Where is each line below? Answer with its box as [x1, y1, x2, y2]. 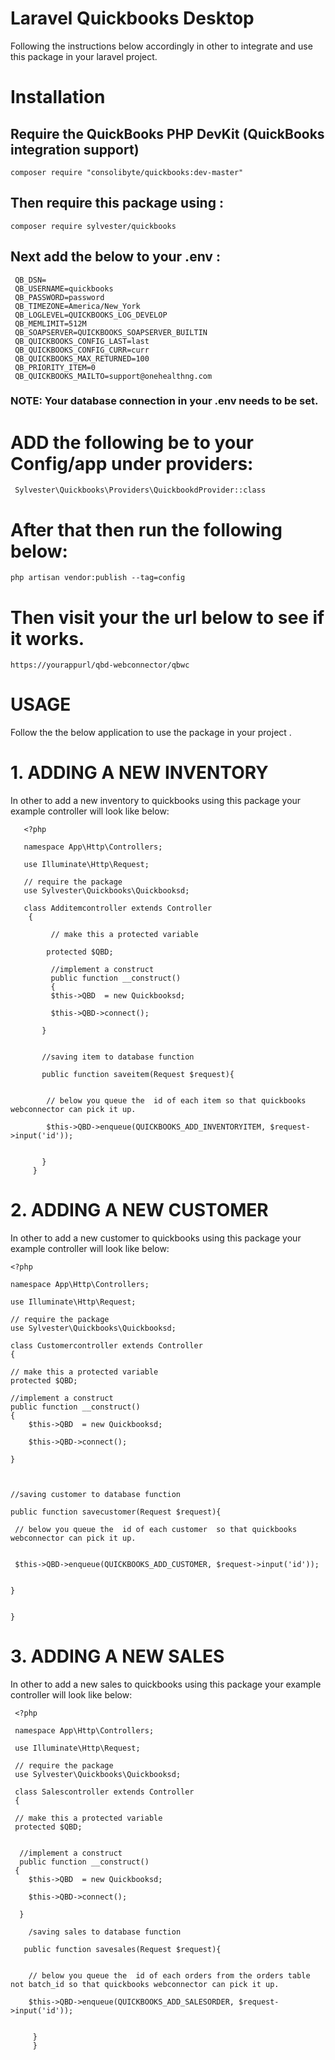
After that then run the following [10, 518, 283, 541]
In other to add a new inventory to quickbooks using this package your [10, 795, 302, 807]
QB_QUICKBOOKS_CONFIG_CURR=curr [14, 345, 150, 355]
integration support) [10, 141, 140, 158]
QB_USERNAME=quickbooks [14, 283, 114, 294]
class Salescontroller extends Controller [14, 1787, 195, 1797]
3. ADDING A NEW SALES [10, 1645, 225, 1668]
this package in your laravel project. [10, 50, 158, 62]
